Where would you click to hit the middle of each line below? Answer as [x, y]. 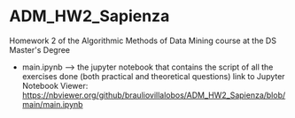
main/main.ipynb [52, 104]
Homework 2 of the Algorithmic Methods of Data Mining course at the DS [143, 41]
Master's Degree [40, 49]
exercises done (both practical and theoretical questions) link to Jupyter [153, 76]
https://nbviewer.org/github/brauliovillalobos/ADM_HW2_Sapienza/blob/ [154, 95]
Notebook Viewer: [55, 85]
